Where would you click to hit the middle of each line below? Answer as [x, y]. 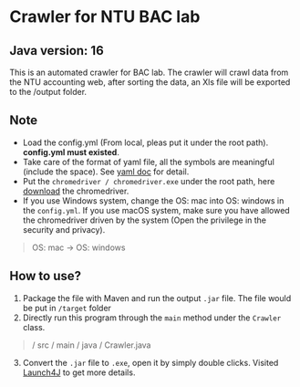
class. [34, 327]
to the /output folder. [48, 92]
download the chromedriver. [76, 191]
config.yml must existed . [71, 152]
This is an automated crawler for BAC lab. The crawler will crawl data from [149, 72]
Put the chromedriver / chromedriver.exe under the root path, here [149, 181]
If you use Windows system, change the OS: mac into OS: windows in [153, 200]
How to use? [46, 276]
